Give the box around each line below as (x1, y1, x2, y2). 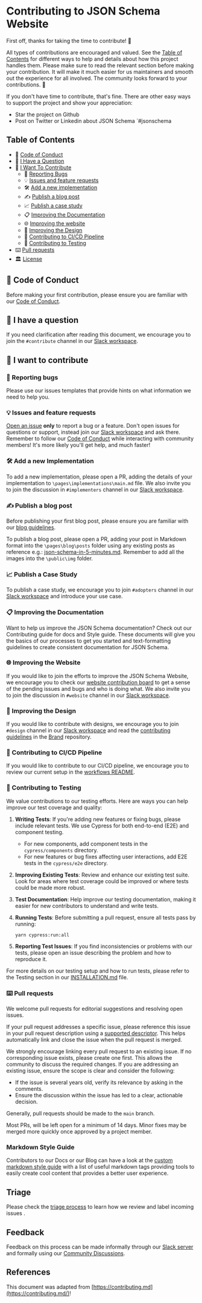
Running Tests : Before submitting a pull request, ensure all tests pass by (14, 913, 196, 921)
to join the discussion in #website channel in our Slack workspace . (6, 691, 171, 699)
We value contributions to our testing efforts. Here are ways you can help (6, 797, 188, 805)
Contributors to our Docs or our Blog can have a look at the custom (6, 1157, 173, 1164)
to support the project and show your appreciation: (6, 99, 133, 106)
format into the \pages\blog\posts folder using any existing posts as (6, 541, 175, 549)
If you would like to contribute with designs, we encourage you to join (6, 720, 179, 728)
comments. (14, 1085, 43, 1092)
